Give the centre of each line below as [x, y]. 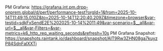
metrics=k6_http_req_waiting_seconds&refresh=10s [57, 33]
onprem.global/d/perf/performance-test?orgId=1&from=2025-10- [71, 12]
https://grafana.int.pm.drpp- [60, 7]
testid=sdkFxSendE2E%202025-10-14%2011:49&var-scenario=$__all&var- [80, 23]
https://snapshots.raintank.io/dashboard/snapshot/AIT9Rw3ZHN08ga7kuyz [81, 38]
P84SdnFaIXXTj [21, 43]
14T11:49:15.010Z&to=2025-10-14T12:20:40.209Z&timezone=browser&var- [80, 17]
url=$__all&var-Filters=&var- [33, 28]
